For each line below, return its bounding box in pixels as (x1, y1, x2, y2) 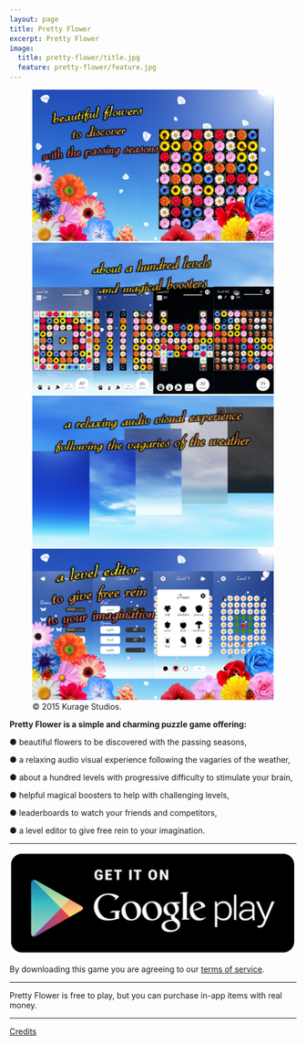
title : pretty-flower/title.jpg (17, 53, 141, 63)
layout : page (9, 15, 59, 24)
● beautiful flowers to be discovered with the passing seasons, (9, 736, 248, 747)
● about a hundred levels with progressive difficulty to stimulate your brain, (9, 772, 293, 783)
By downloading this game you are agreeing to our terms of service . (9, 964, 265, 975)
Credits (9, 1026, 37, 1037)
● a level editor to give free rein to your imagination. (9, 825, 206, 836)
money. (9, 1000, 38, 1011)
